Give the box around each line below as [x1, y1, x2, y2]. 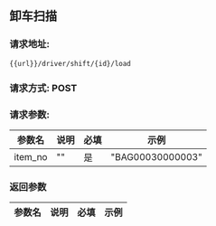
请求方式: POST [9, 81, 78, 94]
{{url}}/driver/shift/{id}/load [9, 59, 131, 68]
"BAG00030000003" [110, 150, 203, 163]
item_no [14, 150, 48, 163]
